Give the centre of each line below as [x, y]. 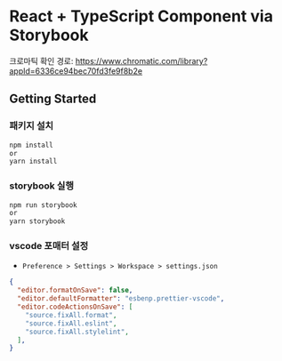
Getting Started [53, 99]
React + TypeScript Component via [141, 16]
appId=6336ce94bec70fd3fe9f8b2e [76, 71]
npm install [31, 145]
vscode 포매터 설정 [49, 246]
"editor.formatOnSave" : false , [75, 291]
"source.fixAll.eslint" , [71, 323]
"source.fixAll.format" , [71, 315]
